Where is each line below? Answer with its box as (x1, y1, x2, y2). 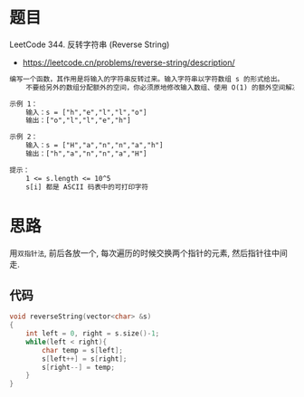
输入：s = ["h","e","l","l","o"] (25, 108, 147, 117)
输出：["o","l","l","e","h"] (25, 116, 131, 126)
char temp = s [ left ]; (42, 345, 124, 354)
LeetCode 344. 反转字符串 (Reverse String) (9, 39, 170, 50)
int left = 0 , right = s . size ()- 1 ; (25, 329, 160, 338)
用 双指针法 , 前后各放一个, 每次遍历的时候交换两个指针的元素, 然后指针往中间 (9, 247, 288, 258)
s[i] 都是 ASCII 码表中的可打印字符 (25, 182, 149, 192)
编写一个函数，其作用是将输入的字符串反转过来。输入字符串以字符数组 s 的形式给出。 (9, 74, 285, 83)
